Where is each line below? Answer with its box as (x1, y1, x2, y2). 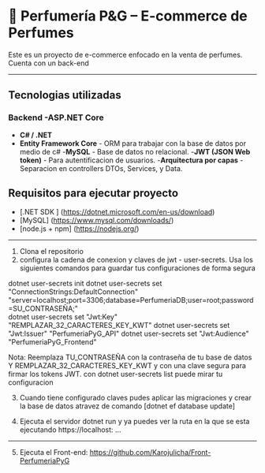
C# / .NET (19, 130, 53, 140)
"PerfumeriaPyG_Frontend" (8, 337, 97, 347)
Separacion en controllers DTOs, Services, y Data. (19, 163, 183, 173)
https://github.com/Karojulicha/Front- (89, 448, 211, 457)
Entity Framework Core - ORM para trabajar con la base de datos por (19, 138, 247, 148)
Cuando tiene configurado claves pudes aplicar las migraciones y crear (19, 393, 252, 403)
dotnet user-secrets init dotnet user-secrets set (8, 279, 162, 289)
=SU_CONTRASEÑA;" (8, 304, 79, 314)
